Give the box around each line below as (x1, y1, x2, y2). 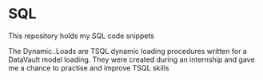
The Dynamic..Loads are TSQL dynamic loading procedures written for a (8, 46, 248, 55)
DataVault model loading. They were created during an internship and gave (8, 55, 255, 64)
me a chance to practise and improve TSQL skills (8, 63, 169, 72)
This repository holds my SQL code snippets (8, 31, 154, 40)
